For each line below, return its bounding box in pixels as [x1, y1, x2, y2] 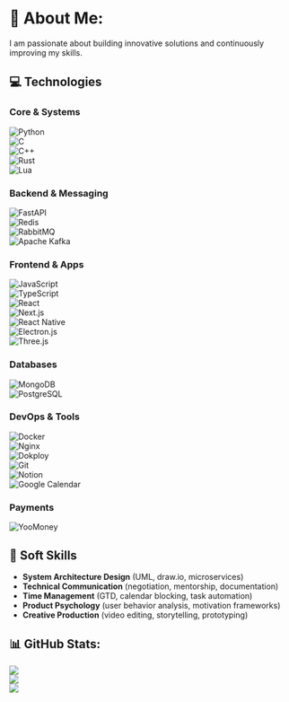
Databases [9, 358, 57, 371]
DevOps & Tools [9, 410, 81, 423]
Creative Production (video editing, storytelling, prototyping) [22, 610, 249, 620]
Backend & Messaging [9, 187, 109, 199]
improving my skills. [9, 47, 83, 57]
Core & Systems [9, 106, 81, 118]
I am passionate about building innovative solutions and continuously [9, 38, 265, 48]
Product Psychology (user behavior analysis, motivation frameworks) [22, 600, 281, 610]
